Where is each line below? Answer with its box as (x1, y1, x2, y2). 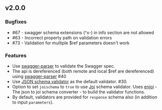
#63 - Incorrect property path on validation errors (12, 35, 112, 40)
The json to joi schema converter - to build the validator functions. (12, 89, 145, 94)
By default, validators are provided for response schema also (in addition (12, 94, 158, 100)
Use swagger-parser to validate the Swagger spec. (12, 63, 115, 69)
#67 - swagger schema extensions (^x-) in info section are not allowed (12, 29, 155, 36)
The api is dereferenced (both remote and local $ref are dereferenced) (12, 68, 155, 74)
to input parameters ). (12, 99, 54, 105)
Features (5, 52, 27, 59)
